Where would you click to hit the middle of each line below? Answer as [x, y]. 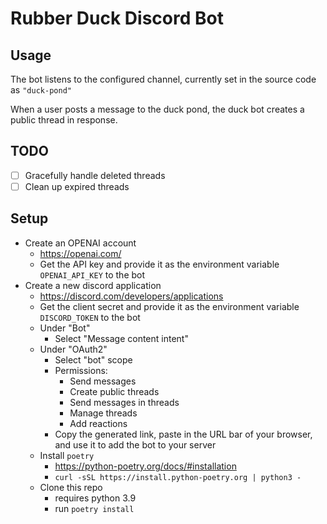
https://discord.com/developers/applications [131, 296]
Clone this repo [71, 487]
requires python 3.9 [95, 498]
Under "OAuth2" [73, 349]
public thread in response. [64, 120]
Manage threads [103, 413]
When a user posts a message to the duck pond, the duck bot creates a [157, 109]
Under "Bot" [65, 328]
